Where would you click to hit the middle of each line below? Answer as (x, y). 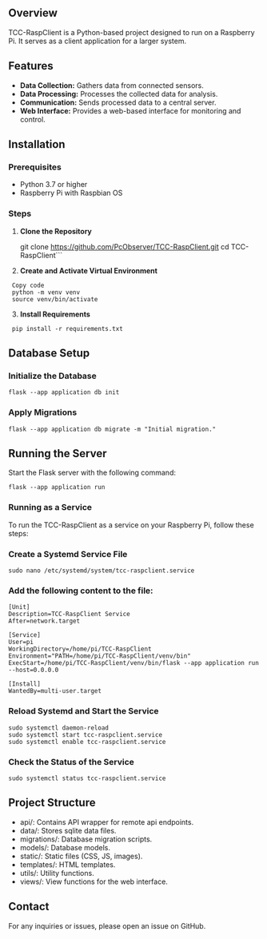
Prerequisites (35, 167)
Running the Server (58, 454)
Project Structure (52, 803)
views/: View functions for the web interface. (94, 881)
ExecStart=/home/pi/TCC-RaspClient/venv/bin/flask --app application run (134, 663)
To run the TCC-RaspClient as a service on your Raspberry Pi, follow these (131, 525)
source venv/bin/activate (55, 299)
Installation (37, 144)
